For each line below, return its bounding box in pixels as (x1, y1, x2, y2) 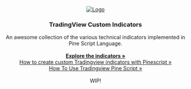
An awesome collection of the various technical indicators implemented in (5, 34, 186, 41)
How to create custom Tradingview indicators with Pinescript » (19, 59, 172, 66)
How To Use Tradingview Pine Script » (48, 65, 143, 72)
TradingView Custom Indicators (49, 20, 142, 29)
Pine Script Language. (68, 40, 123, 47)
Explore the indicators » (65, 53, 126, 60)
